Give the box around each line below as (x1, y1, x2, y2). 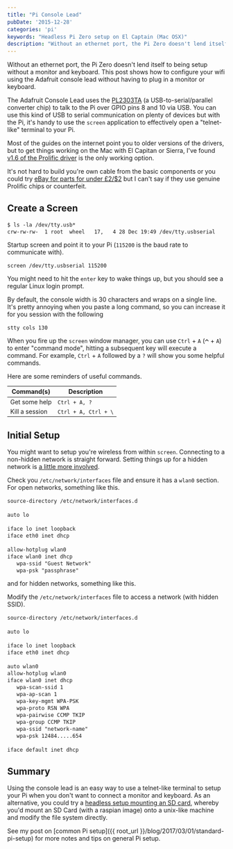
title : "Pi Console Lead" (7, 11, 82, 18)
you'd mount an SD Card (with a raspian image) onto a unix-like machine (7, 806, 214, 814)
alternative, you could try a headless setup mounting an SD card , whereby (7, 799, 219, 807)
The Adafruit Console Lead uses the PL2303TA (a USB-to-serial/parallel (7, 96, 213, 104)
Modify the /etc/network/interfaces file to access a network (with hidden (7, 593, 218, 601)
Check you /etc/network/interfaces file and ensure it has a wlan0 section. (7, 476, 220, 484)
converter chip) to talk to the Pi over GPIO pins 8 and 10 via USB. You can (7, 104, 216, 112)
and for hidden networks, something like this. (7, 579, 137, 588)
